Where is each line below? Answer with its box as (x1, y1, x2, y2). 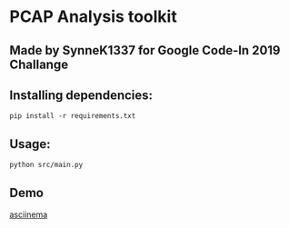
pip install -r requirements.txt (9, 112, 136, 121)
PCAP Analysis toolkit (9, 6, 177, 27)
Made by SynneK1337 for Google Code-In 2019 (9, 43, 281, 58)
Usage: (9, 136, 52, 152)
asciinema (9, 209, 48, 220)
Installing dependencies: (9, 87, 153, 103)
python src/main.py (9, 161, 84, 170)
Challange (9, 56, 69, 72)
